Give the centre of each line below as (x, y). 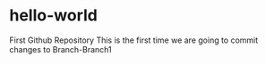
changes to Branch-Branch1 (60, 49)
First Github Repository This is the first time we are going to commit (134, 40)
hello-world (54, 16)
